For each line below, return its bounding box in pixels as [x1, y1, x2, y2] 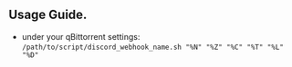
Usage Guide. [8, 7, 88, 23]
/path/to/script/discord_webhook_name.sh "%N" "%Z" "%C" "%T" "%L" [21, 43, 284, 52]
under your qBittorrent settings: [21, 31, 141, 42]
